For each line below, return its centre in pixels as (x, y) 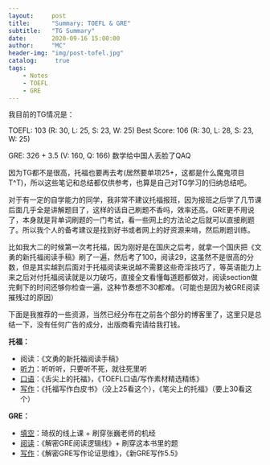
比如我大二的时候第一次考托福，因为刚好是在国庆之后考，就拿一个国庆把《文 (135, 247)
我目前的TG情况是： (41, 114)
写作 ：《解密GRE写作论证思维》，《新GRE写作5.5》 (101, 453)
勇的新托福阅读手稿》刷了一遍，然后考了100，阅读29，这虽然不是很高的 (128, 257)
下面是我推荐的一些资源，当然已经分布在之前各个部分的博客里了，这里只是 (131, 315)
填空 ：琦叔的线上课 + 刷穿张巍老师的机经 (88, 433)
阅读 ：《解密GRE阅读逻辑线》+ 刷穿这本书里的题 (99, 443)
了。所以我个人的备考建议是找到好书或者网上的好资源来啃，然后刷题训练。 (131, 230)
